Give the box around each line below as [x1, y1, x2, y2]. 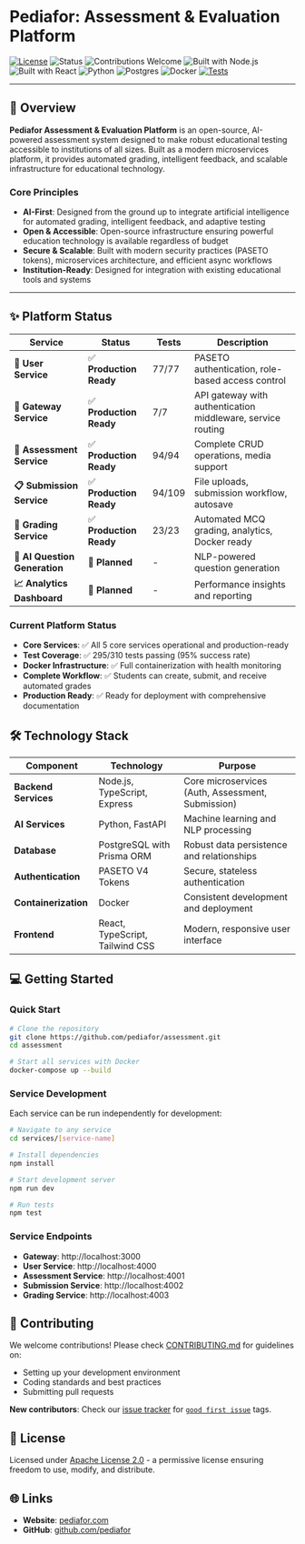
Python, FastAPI [98, 817, 167, 830]
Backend [14, 780, 53, 793]
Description [216, 336, 270, 348]
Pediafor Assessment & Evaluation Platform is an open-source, [9, 125, 250, 135]
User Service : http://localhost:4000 [22, 1260, 157, 1271]
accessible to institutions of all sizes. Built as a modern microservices [9, 144, 270, 155]
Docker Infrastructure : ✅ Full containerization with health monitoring [22, 660, 281, 671]
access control [222, 374, 286, 386]
